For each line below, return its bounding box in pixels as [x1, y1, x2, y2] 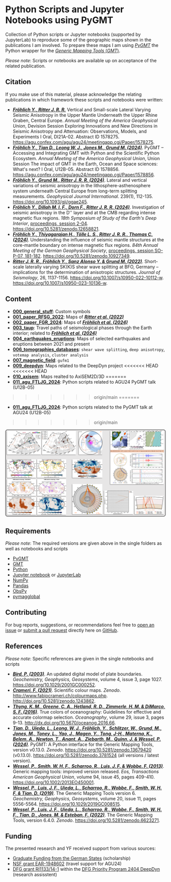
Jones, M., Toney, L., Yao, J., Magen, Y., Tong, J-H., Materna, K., [12, 730, 153, 737]
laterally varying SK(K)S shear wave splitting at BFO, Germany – [25, 264, 159, 270]
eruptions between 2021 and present [12, 341, 90, 347]
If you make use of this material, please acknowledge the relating [5, 91, 142, 97]
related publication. [5, 63, 46, 69]
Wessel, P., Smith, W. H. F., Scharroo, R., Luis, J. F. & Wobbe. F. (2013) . [12, 763, 164, 769]
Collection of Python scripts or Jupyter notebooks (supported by [5, 31, 141, 37]
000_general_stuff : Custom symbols [12, 308, 91, 314]
